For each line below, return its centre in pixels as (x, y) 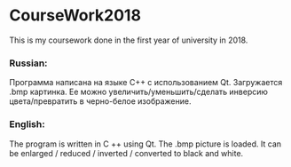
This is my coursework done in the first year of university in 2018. (129, 40)
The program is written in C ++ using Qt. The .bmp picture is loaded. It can (145, 144)
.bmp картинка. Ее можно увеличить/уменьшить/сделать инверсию (139, 92)
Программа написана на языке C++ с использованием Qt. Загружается (146, 83)
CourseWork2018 (75, 16)
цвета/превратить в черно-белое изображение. (100, 101)
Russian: (28, 63)
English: (28, 124)
